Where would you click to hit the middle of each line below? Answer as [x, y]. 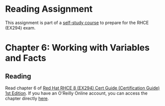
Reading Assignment [49, 9]
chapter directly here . [27, 98]
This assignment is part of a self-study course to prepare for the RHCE [77, 23]
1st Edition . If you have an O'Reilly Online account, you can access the [76, 93]
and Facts [26, 58]
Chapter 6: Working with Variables [77, 48]
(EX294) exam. [21, 27]
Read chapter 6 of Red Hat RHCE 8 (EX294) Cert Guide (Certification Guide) [82, 88]
